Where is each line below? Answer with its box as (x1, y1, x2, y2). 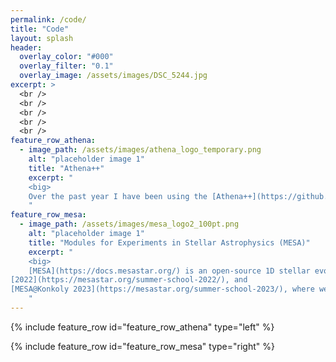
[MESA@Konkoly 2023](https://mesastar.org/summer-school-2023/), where (10, 284, 315, 295)
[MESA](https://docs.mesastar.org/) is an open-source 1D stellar (28, 266, 311, 276)
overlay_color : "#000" (19, 52, 114, 62)
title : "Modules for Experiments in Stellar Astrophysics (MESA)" (28, 237, 311, 248)
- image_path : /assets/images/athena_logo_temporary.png (19, 145, 262, 155)
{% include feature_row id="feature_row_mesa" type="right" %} (10, 340, 275, 352)
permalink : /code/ (10, 14, 87, 25)
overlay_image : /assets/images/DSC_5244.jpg (19, 71, 208, 81)
